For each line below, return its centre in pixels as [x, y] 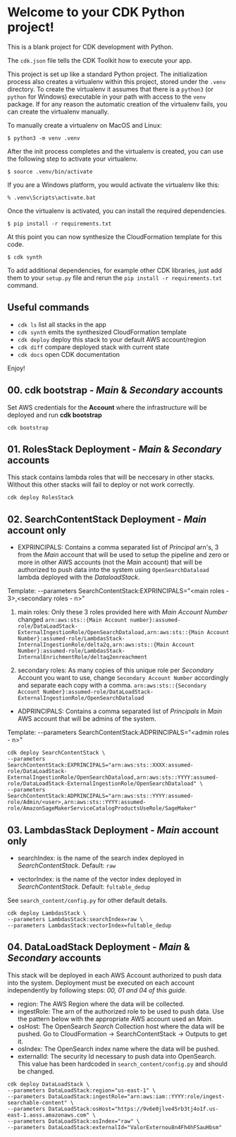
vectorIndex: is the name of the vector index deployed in [99, 879]
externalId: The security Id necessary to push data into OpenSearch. [117, 1056]
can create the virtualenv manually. [58, 111]
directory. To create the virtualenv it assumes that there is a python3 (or [110, 89]
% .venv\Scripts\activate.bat [52, 197]
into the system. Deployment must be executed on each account [101, 983]
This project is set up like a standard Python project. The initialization [107, 74]
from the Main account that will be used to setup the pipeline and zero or [123, 555]
